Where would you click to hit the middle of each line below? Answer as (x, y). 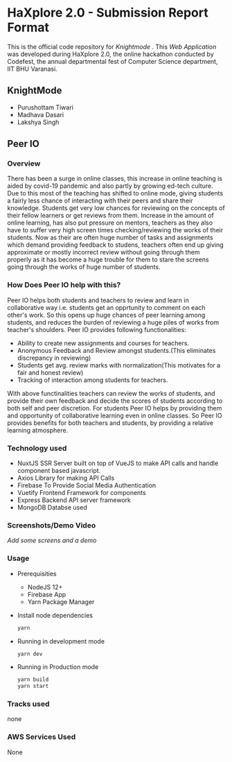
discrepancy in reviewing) (54, 358)
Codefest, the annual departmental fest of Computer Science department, (113, 61)
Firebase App (47, 594)
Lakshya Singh (38, 122)
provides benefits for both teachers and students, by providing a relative (110, 423)
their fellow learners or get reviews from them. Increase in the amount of (111, 216)
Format (28, 27)
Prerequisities (37, 573)
